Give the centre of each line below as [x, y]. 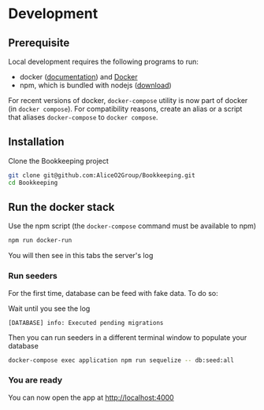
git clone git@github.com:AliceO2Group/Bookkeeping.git [102, 175]
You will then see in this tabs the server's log [81, 256]
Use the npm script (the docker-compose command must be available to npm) [132, 226]
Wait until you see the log [49, 308]
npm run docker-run [40, 241]
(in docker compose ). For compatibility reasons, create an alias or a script [125, 109]
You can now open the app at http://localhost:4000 [91, 397]
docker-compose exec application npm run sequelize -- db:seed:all [121, 360]
